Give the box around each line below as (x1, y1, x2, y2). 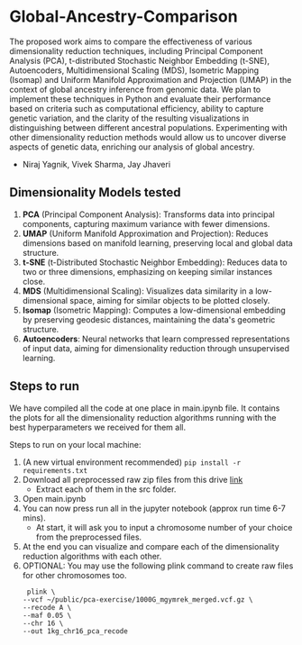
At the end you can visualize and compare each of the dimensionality (22, 541, 279, 551)
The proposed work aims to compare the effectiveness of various (9, 36, 252, 47)
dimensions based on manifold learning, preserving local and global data (22, 237, 293, 249)
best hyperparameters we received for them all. (9, 422, 187, 432)
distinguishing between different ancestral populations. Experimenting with (9, 122, 288, 132)
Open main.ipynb (22, 493, 87, 504)
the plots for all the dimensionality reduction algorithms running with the (9, 412, 277, 422)
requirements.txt (22, 466, 88, 475)
